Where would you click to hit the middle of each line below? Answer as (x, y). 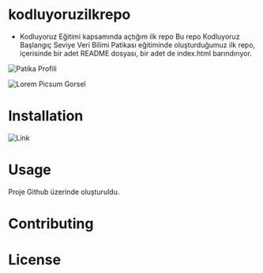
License (35, 260)
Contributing (51, 224)
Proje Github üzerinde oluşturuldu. (64, 191)
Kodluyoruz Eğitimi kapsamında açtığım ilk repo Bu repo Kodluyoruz (130, 36)
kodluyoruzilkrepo (70, 15)
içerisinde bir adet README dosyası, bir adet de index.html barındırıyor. (136, 53)
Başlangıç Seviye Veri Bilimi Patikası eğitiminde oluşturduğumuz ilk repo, (137, 44)
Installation (46, 116)
